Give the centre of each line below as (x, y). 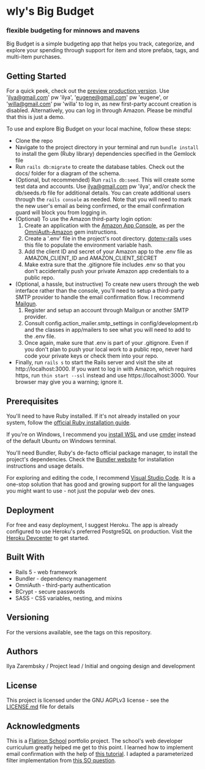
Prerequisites (32, 401)
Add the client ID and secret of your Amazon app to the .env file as (108, 252)
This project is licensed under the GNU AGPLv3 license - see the (88, 700)
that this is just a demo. (36, 117)
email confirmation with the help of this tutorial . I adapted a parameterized (100, 753)
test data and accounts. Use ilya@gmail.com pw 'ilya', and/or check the (105, 187)
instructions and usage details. (45, 466)
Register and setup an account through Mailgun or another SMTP (106, 310)
